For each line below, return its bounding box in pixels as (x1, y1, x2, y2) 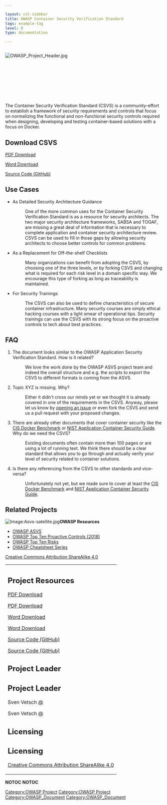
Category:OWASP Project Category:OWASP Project (5, 789, 111, 795)
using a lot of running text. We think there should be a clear (24, 445, 147, 451)
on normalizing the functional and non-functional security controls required (5, 113, 160, 119)
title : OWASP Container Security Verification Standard (5, 16, 124, 21)
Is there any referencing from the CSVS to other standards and (12, 465, 141, 471)
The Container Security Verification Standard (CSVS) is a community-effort (5, 103, 160, 109)
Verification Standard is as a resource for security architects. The (24, 213, 159, 220)
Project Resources (7, 575, 75, 585)
